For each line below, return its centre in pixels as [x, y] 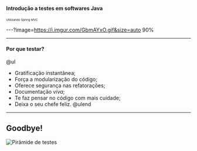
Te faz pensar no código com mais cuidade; [68, 98]
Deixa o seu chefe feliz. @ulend [53, 104]
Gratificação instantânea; [45, 73]
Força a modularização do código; [56, 80]
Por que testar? [25, 49]
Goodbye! [24, 128]
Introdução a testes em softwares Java [55, 8]
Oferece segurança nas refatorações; [60, 85]
